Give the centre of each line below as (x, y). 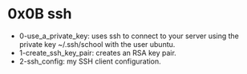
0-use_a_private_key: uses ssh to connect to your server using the (129, 36)
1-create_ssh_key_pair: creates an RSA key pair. (98, 53)
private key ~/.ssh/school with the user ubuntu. (97, 44)
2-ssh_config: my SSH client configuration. (90, 61)
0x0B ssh (40, 14)
